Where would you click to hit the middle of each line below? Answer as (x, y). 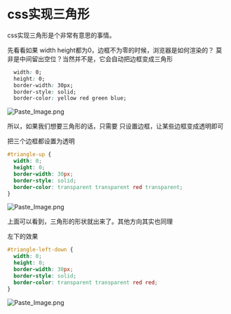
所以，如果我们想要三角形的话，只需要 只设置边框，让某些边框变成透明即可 (115, 126)
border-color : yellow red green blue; (70, 98)
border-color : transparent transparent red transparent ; (98, 187)
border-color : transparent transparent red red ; (86, 282)
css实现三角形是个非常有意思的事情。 (61, 35)
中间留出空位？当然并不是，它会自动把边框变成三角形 (96, 59)
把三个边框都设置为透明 (41, 141)
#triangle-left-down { (40, 250)
